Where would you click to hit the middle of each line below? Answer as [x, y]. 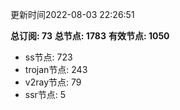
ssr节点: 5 [45, 94]
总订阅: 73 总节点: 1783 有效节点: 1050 [90, 36]
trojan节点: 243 [56, 69]
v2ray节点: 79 [53, 82]
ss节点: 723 [48, 57]
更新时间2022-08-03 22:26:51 [72, 14]
